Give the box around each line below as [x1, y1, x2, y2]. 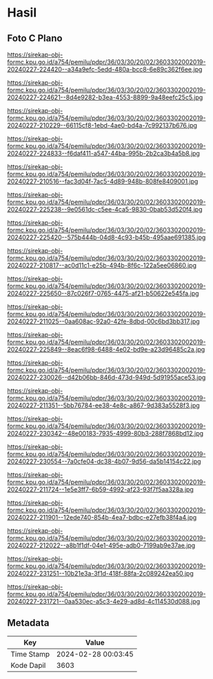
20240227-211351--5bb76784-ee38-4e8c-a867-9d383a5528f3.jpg [7, 401, 200, 409]
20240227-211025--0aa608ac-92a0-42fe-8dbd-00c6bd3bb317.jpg [7, 317, 200, 325]
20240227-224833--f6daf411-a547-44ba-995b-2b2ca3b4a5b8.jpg [7, 150, 200, 157]
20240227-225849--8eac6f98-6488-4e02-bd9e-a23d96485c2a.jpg [7, 345, 205, 353]
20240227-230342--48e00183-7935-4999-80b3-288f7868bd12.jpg [7, 429, 204, 437]
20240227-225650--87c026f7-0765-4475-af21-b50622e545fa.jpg [7, 290, 199, 297]
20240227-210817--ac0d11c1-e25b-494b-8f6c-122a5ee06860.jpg [7, 261, 197, 270]
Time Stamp [10, 649, 50, 659]
